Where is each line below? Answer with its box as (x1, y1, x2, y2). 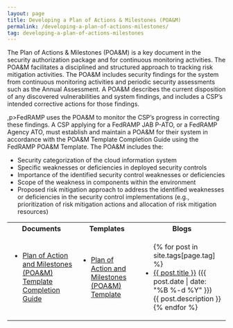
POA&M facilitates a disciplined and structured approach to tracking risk (7, 63, 214, 71)
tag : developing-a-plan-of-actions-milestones (7, 29, 144, 37)
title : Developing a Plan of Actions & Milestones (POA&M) (7, 17, 182, 24)
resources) (17, 208, 49, 216)
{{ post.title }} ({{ (153, 268, 207, 277)
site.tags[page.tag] (153, 250, 216, 260)
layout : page (7, 10, 45, 17)
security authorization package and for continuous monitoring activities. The (7, 56, 226, 64)
